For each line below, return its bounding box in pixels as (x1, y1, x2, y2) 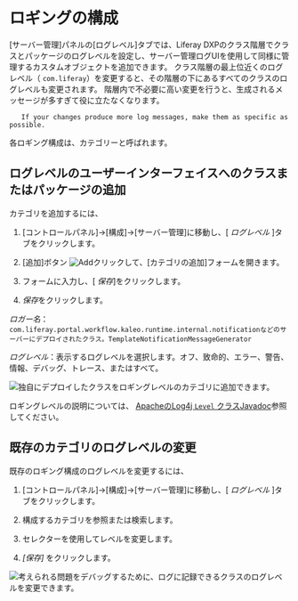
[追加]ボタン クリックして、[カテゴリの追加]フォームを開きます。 (21, 256, 285, 267)
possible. (9, 120, 46, 129)
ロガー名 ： (9, 313, 49, 324)
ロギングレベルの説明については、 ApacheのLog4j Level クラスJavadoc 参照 (9, 400, 287, 410)
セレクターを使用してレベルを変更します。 (21, 533, 178, 544)
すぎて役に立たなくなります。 (55, 94, 165, 105)
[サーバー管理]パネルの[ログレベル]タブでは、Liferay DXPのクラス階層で (9, 39, 274, 50)
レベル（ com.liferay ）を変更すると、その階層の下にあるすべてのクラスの (9, 72, 280, 83)
